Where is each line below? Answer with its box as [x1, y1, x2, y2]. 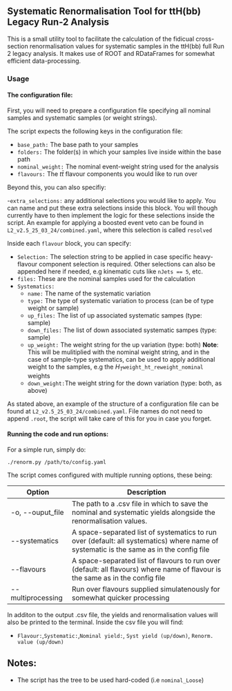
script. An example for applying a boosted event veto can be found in [7, 218, 204, 226]
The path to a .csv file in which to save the [71, 498, 209, 508]
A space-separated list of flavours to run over [71, 556, 221, 565]
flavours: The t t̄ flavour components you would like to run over [17, 169, 198, 178]
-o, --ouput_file [10, 507, 64, 517]
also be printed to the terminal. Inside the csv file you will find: [7, 618, 184, 626]
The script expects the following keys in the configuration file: [7, 127, 183, 135]
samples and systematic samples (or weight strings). [7, 113, 157, 121]
